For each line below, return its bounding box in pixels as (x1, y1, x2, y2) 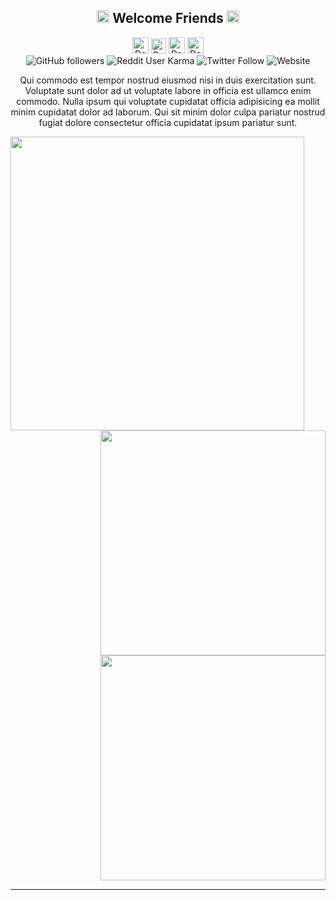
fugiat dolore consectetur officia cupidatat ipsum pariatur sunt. (38, 116, 298, 128)
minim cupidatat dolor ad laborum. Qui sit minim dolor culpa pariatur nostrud (10, 106, 326, 118)
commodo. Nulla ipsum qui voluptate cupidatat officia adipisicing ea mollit (16, 95, 320, 107)
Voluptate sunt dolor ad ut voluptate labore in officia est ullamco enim (24, 84, 312, 96)
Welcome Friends (112, 10, 224, 27)
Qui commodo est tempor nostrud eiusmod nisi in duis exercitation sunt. (19, 74, 317, 86)
